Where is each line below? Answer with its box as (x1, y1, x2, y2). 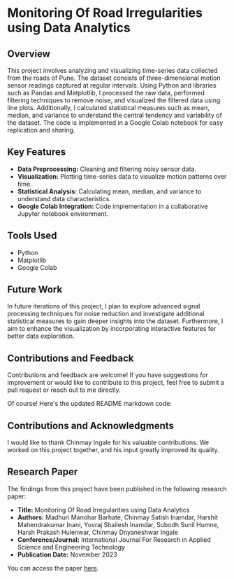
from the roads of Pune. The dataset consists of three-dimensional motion (7, 74, 221, 82)
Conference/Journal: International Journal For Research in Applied (17, 535, 211, 544)
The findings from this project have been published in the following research (7, 484, 227, 493)
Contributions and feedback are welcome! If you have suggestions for (7, 371, 208, 379)
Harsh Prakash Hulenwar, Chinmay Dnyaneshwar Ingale (17, 528, 178, 536)
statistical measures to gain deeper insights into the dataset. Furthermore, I (7, 317, 224, 325)
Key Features (7, 146, 66, 158)
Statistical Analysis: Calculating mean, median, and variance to (17, 187, 202, 196)
